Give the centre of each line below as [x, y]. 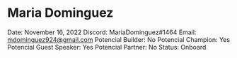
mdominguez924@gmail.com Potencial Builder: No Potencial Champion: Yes [119, 39]
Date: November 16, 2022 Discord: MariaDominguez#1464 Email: [102, 32]
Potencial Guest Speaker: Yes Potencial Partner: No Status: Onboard [107, 47]
